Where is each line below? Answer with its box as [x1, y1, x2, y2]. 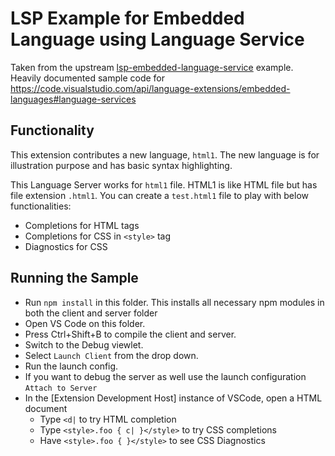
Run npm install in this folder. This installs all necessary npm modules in [24, 296, 325, 308]
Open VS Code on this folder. [24, 317, 146, 329]
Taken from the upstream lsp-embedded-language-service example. [10, 61, 294, 73]
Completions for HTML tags [24, 219, 140, 231]
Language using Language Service [10, 28, 305, 51]
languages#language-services [10, 93, 137, 105]
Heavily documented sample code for [10, 72, 166, 84]
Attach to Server [24, 383, 98, 393]
